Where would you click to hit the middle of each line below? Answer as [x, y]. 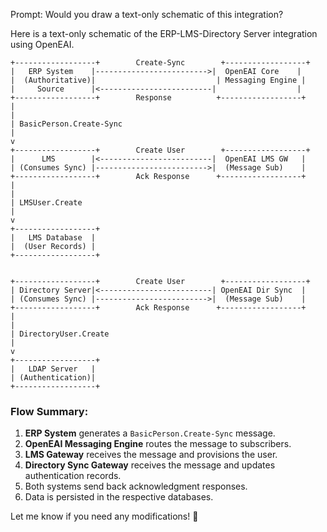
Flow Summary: [49, 411]
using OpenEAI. [42, 44]
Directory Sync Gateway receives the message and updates [150, 465]
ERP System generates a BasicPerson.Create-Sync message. [150, 433]
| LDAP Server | [53, 369]
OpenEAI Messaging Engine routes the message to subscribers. [158, 444]
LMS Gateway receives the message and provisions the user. [151, 455]
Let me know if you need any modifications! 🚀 [104, 516]
